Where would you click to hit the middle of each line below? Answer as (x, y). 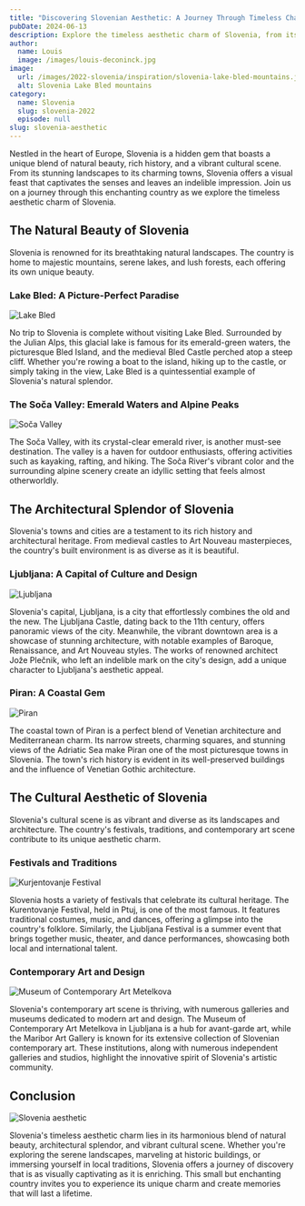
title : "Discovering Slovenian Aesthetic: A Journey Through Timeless (146, 18)
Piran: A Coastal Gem (58, 693)
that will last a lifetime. (51, 1193)
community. (31, 1067)
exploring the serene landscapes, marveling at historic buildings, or (135, 1155)
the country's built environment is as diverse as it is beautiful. (124, 550)
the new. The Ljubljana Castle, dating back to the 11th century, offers (137, 621)
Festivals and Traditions (64, 862)
